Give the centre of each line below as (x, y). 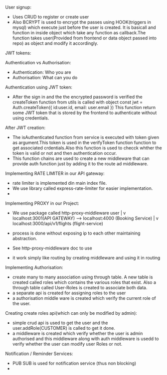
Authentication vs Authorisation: (38, 62)
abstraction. (25, 238)
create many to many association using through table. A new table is (83, 277)
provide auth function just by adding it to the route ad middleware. (80, 164)
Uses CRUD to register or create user (51, 17)
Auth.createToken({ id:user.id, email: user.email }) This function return (84, 107)
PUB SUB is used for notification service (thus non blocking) (74, 363)
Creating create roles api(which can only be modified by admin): (71, 313)
